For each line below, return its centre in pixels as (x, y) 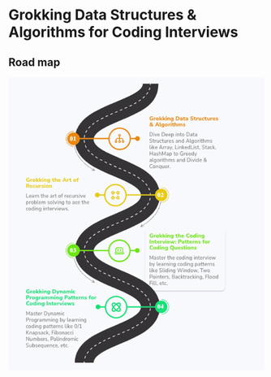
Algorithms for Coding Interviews (123, 32)
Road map (34, 62)
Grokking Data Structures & (103, 15)
